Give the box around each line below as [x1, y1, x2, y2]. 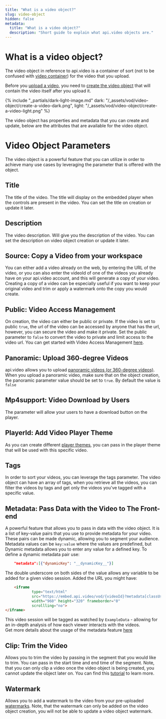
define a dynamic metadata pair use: [5, 552, 80, 558]
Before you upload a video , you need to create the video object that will [5, 82, 151, 88]
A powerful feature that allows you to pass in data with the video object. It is [5, 525, 160, 531]
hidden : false [5, 16, 35, 21]
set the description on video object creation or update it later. [5, 238, 130, 243]
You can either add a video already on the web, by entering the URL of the [5, 265, 156, 271]
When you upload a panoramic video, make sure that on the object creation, [5, 372, 160, 378]
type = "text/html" [31, 589, 68, 594]
